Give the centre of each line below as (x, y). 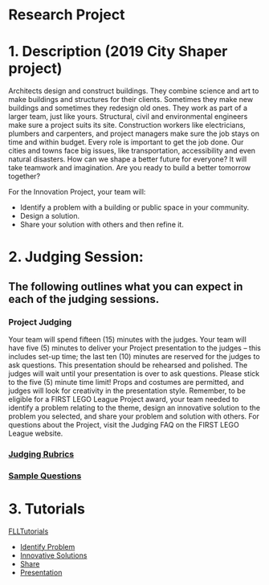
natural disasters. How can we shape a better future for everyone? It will (128, 159)
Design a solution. (50, 216)
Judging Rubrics (41, 454)
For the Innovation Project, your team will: (77, 192)
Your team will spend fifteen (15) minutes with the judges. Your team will (127, 340)
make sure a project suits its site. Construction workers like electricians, (127, 125)
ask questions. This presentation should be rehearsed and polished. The (128, 365)
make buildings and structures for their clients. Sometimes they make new (131, 100)
